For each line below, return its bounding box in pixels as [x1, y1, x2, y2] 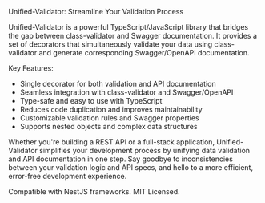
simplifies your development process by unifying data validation [39, 146, 251, 155]
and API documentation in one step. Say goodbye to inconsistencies [8, 154, 234, 164]
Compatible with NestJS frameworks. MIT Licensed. [8, 187, 180, 196]
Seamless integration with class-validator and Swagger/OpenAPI [19, 87, 234, 97]
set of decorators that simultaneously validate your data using [8, 39, 213, 49]
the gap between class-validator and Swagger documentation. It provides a [8, 31, 258, 40]
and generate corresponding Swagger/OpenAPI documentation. [38, 48, 250, 57]
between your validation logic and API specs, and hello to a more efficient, [8, 163, 254, 172]
